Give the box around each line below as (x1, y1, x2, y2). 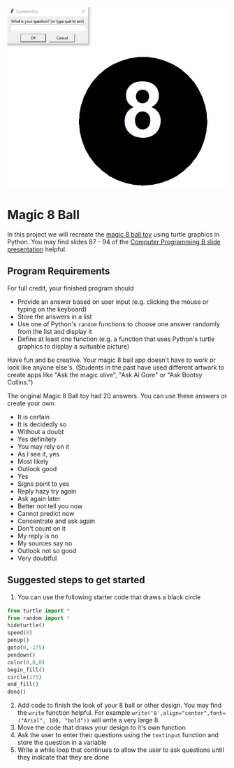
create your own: (7, 399, 57, 407)
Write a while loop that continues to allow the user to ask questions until (17, 746, 225, 754)
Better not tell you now (17, 501, 83, 510)
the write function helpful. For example (17, 708, 131, 717)
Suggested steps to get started (7, 574, 145, 586)
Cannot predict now (17, 509, 75, 517)
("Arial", (17, 718, 47, 725)
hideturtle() (7, 622, 45, 629)
